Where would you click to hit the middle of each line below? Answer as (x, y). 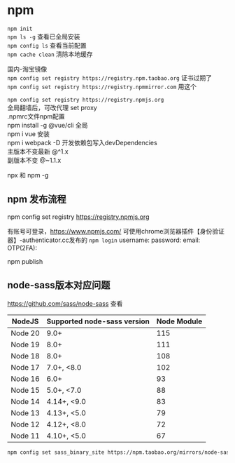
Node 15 (25, 390)
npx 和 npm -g (28, 175)
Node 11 (25, 436)
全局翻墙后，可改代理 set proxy (52, 107)
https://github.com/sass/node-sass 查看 (65, 303)
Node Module (179, 321)
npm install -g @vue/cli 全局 (48, 125)
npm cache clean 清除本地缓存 (50, 54)
